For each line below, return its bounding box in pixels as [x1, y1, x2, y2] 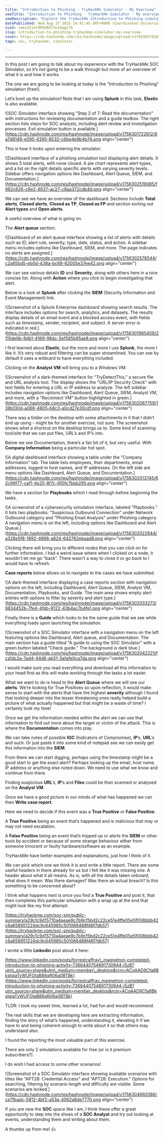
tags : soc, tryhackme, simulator [5, 39, 73, 44]
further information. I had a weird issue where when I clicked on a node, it [5, 550, 153, 556]
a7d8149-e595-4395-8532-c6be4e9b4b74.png [5, 136, 102, 142]
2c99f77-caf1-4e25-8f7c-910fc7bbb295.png [5, 480, 96, 486]
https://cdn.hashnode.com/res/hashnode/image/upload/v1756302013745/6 [6, 475, 159, 481]
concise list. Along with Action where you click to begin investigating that [5, 275, 153, 281]
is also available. [5, 101, 38, 106]
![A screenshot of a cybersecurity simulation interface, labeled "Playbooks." [5, 504, 158, 510]
